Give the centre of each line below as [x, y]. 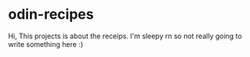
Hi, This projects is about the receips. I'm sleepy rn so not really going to [125, 36]
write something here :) [46, 44]
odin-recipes [51, 14]
